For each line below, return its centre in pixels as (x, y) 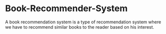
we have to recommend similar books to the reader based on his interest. (80, 27)
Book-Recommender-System (66, 8)
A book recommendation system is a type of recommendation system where (83, 22)
